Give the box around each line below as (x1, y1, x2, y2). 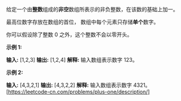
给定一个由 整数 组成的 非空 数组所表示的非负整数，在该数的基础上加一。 (6, 6, 179, 12)
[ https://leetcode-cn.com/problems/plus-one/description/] (6, 89, 150, 95)
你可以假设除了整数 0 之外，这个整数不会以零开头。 (6, 31, 133, 38)
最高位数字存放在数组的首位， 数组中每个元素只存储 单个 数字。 (6, 18, 159, 26)
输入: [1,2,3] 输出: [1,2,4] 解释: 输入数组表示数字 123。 (6, 56, 138, 63)
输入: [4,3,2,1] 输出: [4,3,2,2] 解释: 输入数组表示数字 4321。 (6, 81, 151, 89)
